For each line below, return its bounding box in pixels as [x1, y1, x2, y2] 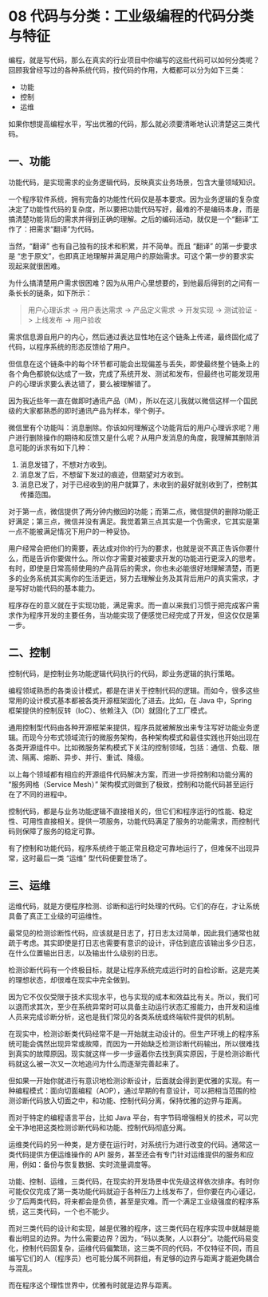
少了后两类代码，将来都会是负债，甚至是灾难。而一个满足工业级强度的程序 [8, 1196, 253, 1206]
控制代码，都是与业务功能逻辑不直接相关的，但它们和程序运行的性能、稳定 [8, 806, 253, 816]
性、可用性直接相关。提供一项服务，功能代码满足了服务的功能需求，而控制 [8, 816, 253, 826]
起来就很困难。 [14, 261, 65, 271]
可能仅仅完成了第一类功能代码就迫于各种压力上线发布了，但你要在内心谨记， [8, 1187, 260, 1196]
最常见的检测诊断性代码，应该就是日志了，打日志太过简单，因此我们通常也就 [8, 928, 260, 938]
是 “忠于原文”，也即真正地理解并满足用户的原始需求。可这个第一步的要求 [8, 251, 247, 260]
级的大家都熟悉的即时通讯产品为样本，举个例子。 [8, 405, 169, 415]
